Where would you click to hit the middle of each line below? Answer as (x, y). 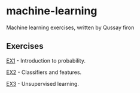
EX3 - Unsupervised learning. (43, 83)
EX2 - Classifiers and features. (44, 72)
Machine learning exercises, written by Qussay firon (70, 27)
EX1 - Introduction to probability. (46, 60)
